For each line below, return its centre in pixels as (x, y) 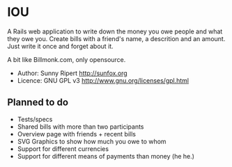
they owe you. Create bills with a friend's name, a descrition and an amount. (116, 38)
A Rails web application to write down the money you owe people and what (115, 31)
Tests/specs (35, 119)
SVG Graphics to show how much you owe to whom (92, 141)
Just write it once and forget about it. (60, 46)
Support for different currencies (63, 149)
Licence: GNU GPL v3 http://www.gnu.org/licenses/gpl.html (103, 80)
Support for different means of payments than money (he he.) (106, 156)
